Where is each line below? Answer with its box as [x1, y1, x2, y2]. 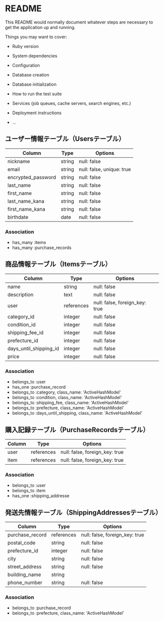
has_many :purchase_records [12, 245, 72, 250]
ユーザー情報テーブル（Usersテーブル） [5, 135, 125, 143]
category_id [7, 313, 35, 320]
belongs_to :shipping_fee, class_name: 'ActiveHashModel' [12, 400, 129, 406]
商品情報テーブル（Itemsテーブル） [5, 260, 112, 269]
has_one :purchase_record [12, 384, 66, 390]
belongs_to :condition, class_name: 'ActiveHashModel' [12, 395, 122, 400]
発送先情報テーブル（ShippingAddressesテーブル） [5, 508, 162, 517]
